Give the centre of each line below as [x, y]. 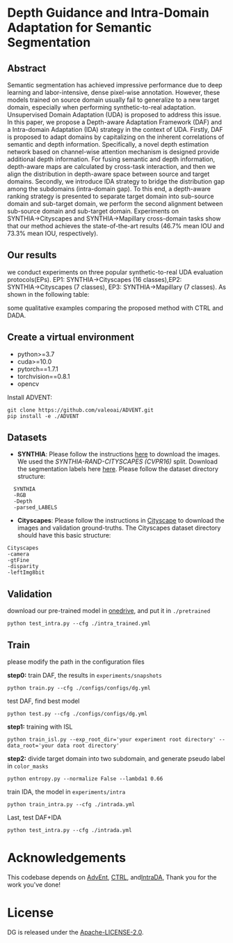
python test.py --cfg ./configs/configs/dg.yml [78, 714]
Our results [32, 255]
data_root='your [31, 746]
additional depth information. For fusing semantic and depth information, [111, 159]
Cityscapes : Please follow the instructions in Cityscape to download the [121, 521]
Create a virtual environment [71, 337]
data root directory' [88, 746]
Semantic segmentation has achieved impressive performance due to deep [115, 85]
